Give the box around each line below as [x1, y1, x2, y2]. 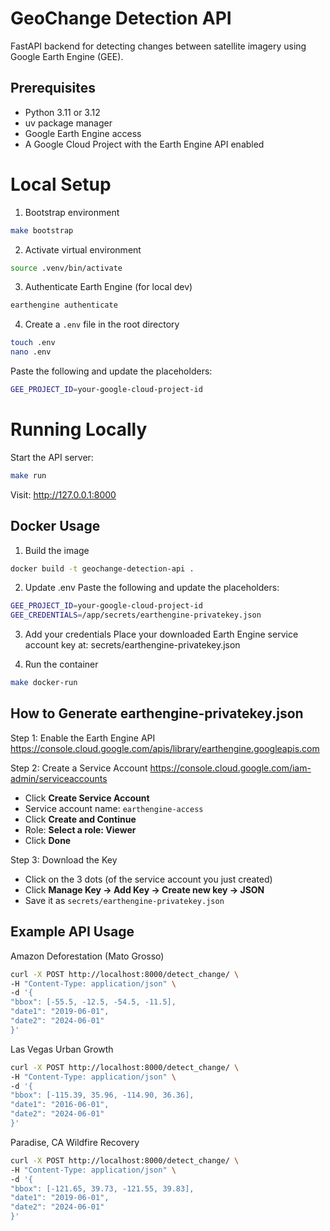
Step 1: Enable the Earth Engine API [10, 732, 156, 744]
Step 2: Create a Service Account [10, 762, 148, 774]
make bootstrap [10, 225, 74, 236]
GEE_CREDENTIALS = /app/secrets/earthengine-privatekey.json [10, 610, 262, 621]
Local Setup [10, 173, 112, 196]
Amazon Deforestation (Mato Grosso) [10, 950, 165, 962]
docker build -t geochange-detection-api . [10, 563, 195, 574]
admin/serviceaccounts [10, 772, 108, 784]
